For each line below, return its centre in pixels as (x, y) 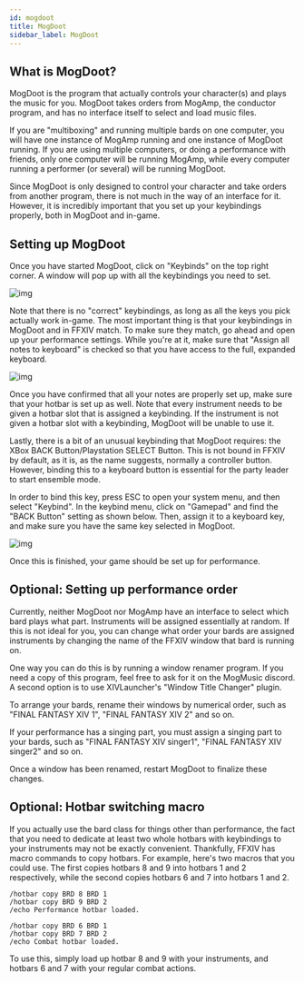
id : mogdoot (32, 18)
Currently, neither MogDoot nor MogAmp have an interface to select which (149, 611)
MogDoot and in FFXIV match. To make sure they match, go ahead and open (152, 330)
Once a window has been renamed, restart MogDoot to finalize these (138, 769)
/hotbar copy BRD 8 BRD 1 (58, 894)
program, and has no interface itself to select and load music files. (133, 113)
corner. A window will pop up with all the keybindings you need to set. (140, 275)
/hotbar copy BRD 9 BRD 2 (58, 902)
